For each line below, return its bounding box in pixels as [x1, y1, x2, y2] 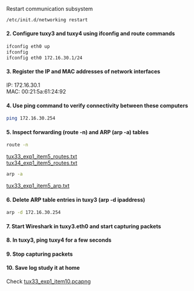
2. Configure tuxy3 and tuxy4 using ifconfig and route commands [6, 30, 175, 37]
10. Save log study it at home [6, 264, 80, 272]
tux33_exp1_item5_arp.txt [6, 182, 70, 189]
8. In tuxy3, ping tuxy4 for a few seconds [6, 236, 112, 244]
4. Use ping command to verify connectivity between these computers [6, 101, 189, 109]
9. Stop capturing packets [6, 250, 73, 258]
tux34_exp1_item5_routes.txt [6, 159, 78, 166]
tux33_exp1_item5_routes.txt [6, 153, 78, 160]
